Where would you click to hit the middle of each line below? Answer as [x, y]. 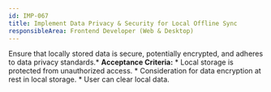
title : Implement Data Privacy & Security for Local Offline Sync [123, 23]
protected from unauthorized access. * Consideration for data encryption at [135, 71]
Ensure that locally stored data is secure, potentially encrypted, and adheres [136, 54]
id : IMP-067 [28, 16]
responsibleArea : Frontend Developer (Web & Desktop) [101, 31]
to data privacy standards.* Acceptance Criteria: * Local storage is [121, 62]
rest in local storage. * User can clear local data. [89, 79]
